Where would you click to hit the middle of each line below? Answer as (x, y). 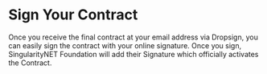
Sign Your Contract (73, 15)
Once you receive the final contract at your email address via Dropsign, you (133, 37)
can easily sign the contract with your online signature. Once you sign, (125, 45)
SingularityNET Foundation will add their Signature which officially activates (133, 54)
